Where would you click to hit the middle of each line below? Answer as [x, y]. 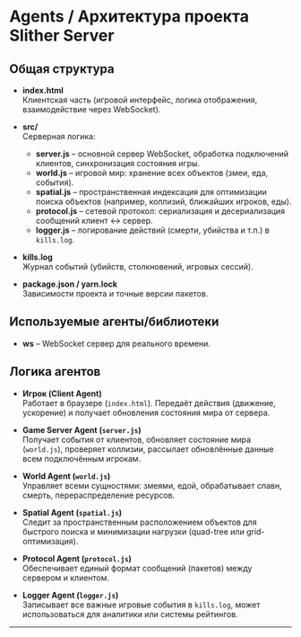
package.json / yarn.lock [70, 284]
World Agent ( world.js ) [66, 476]
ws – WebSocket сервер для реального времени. [116, 343]
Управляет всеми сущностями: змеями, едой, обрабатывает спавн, [152, 485]
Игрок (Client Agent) [62, 394]
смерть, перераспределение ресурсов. [99, 495]
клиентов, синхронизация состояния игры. [117, 163]
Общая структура [62, 69]
